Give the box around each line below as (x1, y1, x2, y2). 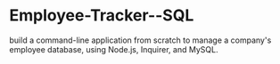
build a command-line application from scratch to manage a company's (9, 35, 272, 45)
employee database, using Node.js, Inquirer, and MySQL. (9, 44, 218, 54)
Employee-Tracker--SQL (9, 5, 194, 26)
